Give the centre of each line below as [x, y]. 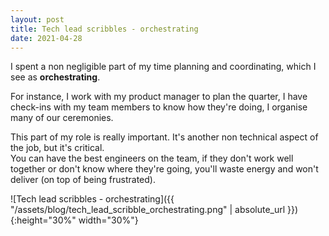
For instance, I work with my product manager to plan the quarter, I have [159, 97]
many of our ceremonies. [62, 118]
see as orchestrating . [55, 77]
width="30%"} [108, 220]
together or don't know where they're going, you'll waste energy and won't [164, 169]
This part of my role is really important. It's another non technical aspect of [164, 137]
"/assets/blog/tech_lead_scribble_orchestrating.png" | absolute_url [148, 210]
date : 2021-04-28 [46, 38]
